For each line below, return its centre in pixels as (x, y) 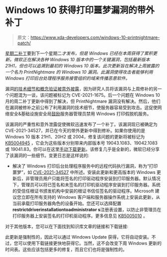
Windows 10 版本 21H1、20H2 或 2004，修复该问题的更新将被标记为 (75, 136)
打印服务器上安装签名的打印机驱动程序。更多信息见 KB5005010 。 (80, 216)
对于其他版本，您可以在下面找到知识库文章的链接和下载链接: (67, 226)
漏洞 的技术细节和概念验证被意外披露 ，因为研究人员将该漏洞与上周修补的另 (81, 89)
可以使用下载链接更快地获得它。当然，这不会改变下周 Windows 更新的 (90, 243)
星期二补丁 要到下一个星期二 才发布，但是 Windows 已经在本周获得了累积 (79, 53)
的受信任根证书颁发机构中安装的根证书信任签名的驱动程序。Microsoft (83, 191)
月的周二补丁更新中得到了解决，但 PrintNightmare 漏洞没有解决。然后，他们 (83, 101)
